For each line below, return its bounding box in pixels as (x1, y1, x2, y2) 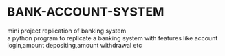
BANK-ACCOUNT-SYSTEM (7, 4, 164, 20)
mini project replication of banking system (7, 27, 127, 35)
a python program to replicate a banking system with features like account (7, 33, 218, 42)
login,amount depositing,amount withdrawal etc (7, 41, 142, 49)
